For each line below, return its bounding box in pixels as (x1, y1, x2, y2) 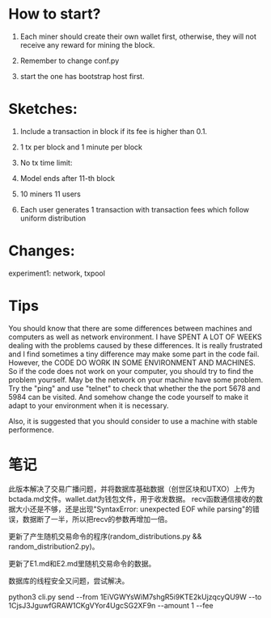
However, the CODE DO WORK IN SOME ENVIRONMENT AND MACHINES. (8, 357, 256, 368)
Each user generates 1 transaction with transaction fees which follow (19, 204, 249, 214)
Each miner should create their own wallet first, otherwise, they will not (19, 32, 257, 41)
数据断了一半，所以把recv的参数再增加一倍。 (22, 514, 172, 523)
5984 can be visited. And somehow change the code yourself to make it (8, 392, 249, 401)
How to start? (8, 5, 101, 23)
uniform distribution (19, 213, 87, 223)
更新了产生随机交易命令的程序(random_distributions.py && (8, 531, 202, 541)
